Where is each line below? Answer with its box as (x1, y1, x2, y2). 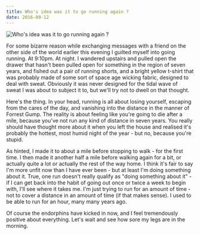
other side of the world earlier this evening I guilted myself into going (6, 48, 176, 55)
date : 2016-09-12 (6, 14, 49, 20)
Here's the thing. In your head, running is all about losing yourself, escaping (6, 98, 192, 105)
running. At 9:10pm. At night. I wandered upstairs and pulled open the (6, 55, 177, 62)
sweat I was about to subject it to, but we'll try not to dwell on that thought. (6, 86, 189, 93)
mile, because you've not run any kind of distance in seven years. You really (6, 117, 193, 124)
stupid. (6, 136, 23, 143)
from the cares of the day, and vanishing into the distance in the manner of (6, 104, 189, 111)
